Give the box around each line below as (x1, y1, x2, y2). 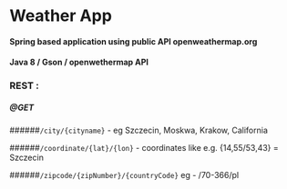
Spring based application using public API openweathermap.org (9, 35, 258, 46)
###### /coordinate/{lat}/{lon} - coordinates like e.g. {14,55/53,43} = (9, 143, 280, 154)
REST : (9, 79, 39, 92)
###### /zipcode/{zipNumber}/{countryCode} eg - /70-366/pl (9, 170, 240, 181)
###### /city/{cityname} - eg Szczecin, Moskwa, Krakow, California (9, 124, 269, 136)
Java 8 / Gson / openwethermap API (9, 56, 149, 68)
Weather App (9, 5, 112, 26)
